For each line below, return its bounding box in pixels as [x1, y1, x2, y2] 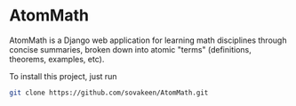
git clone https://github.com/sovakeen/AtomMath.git [9, 88, 209, 97]
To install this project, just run [9, 70, 117, 81]
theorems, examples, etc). [9, 53, 105, 64]
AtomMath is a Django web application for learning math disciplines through [9, 35, 287, 45]
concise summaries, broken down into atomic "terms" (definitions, [9, 44, 252, 54]
